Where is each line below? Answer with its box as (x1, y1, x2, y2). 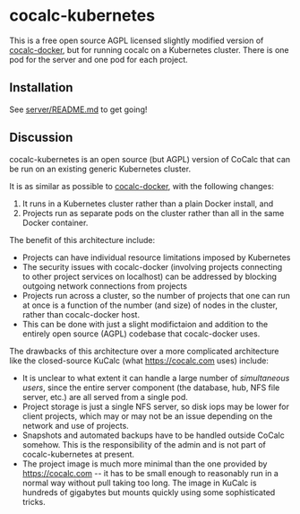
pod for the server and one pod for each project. (9, 54, 188, 65)
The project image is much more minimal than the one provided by (21, 458, 268, 469)
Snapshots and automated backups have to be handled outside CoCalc (21, 430, 285, 440)
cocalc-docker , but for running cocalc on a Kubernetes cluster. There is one (9, 44, 289, 55)
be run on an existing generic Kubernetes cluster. (9, 163, 191, 174)
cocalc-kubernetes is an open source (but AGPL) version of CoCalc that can (9, 153, 291, 164)
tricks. (21, 496, 47, 507)
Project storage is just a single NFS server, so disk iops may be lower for (21, 401, 289, 412)
